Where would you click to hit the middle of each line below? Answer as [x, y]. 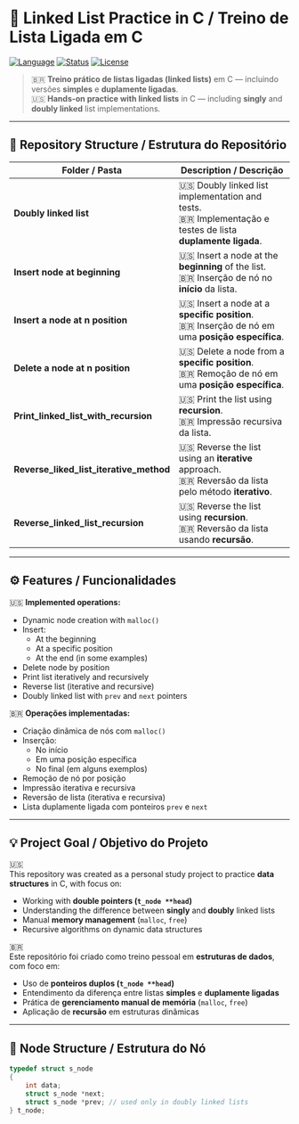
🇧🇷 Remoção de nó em [228, 373]
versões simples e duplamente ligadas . [105, 89]
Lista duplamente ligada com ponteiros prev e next [115, 807]
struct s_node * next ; [65, 1094]
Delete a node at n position [72, 367]
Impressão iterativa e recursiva [79, 787]
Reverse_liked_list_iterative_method [92, 469]
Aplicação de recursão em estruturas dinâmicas [111, 1012]
